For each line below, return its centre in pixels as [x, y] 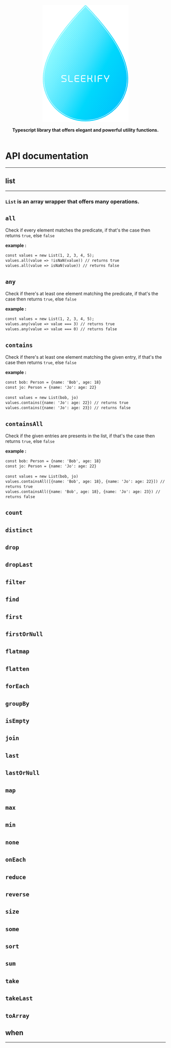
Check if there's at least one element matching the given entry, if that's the [83, 357]
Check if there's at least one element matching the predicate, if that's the [82, 294]
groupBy [17, 703]
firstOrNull [24, 634]
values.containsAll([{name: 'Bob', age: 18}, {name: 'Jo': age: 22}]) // [85, 481]
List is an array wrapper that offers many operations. [73, 202]
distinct [19, 530]
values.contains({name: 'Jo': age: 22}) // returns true [67, 403]
